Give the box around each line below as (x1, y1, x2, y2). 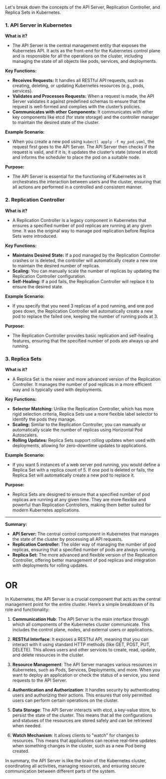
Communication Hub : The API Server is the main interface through (12, 616, 149, 622)
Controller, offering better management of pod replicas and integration (12, 557, 156, 563)
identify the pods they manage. (12, 416, 76, 422)
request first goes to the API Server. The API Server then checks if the (12, 144, 155, 150)
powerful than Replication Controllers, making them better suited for (12, 502, 151, 508)
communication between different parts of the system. (5, 768, 116, 774)
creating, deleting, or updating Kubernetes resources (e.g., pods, (12, 83, 145, 88)
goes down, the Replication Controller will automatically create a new (12, 308, 153, 314)
